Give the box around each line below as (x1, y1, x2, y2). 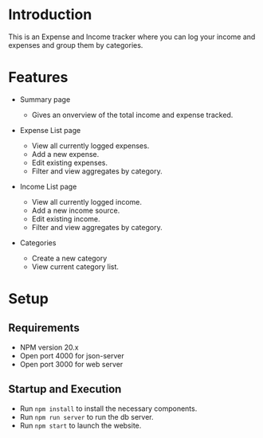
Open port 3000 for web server (19, 359, 124, 369)
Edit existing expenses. (31, 158, 108, 167)
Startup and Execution (8, 382, 122, 396)
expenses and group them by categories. (8, 40, 143, 49)
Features (8, 68, 69, 87)
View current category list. (31, 261, 120, 272)
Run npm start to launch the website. (19, 420, 142, 430)
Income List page (19, 182, 77, 191)
